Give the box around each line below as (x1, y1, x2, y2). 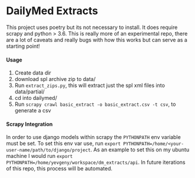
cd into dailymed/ (14, 95, 57, 102)
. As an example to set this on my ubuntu (90, 146, 190, 153)
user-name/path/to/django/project (6, 147, 91, 153)
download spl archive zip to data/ (14, 76, 96, 83)
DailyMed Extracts (6, 4, 98, 18)
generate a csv (14, 107, 51, 114)
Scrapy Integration (6, 120, 53, 128)
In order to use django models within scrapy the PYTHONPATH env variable (6, 134, 181, 141)
